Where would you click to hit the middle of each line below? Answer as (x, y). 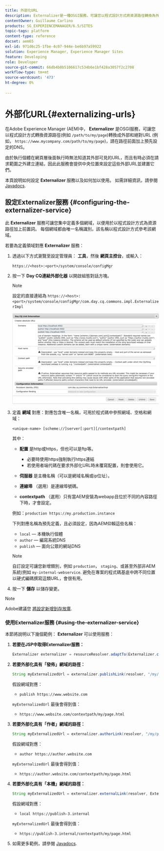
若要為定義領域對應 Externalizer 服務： (45, 245)
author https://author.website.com (55, 754)
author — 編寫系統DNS (42, 540)
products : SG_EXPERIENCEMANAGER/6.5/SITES (49, 26)
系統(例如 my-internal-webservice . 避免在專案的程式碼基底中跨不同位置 (84, 572)
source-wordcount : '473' (30, 78)
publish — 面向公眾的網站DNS (50, 546)
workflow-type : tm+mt (27, 73)
